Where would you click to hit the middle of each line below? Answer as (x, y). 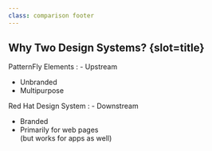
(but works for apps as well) (66, 138)
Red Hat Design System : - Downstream (73, 106)
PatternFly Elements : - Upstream (63, 67)
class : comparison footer (51, 15)
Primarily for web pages (59, 130)
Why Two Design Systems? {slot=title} (106, 48)
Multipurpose (42, 91)
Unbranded (38, 82)
